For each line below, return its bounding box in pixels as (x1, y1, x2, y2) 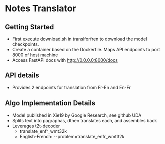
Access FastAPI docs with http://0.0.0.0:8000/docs (12, 57, 118, 63)
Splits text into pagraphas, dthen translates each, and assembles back (12, 117, 157, 123)
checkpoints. (12, 41, 39, 47)
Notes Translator (5, 3, 76, 14)
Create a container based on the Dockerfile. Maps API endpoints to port (12, 47, 160, 52)
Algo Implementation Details (5, 99, 96, 107)
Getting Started (5, 23, 54, 31)
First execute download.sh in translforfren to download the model (12, 36, 147, 42)
